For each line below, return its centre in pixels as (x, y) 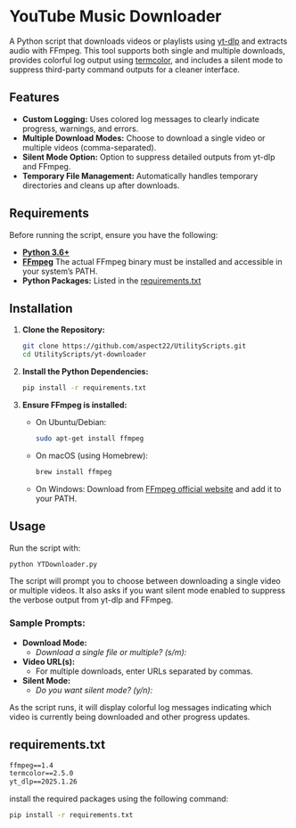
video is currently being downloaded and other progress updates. (130, 717)
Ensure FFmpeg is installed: (74, 405)
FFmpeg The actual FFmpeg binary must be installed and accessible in (152, 261)
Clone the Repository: (63, 330)
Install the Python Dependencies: (85, 372)
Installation (41, 308)
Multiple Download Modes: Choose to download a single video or (144, 138)
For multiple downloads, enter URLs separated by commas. (144, 671)
